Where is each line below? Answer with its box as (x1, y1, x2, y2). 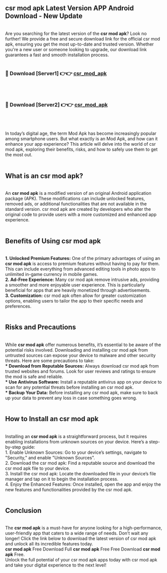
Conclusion (5, 506, 42, 515)
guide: (22, 444, 35, 450)
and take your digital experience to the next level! (5, 562, 107, 568)
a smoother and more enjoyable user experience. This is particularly (5, 282, 146, 288)
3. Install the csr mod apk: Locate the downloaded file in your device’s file (5, 470, 156, 476)
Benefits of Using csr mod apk (5, 236, 101, 245)
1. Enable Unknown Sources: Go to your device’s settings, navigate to (5, 449, 147, 455)
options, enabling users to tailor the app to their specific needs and (5, 298, 143, 304)
